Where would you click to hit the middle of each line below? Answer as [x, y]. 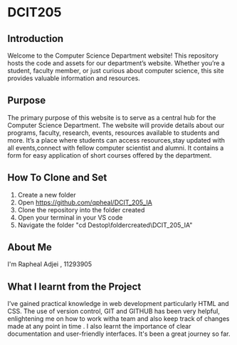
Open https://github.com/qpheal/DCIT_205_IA [85, 202]
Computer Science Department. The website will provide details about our [116, 125]
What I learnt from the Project [74, 286]
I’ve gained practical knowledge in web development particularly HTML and [118, 304]
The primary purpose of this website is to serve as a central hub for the [112, 117]
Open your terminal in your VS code [70, 217]
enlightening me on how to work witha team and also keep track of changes [118, 319]
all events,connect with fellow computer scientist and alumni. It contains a [116, 148]
